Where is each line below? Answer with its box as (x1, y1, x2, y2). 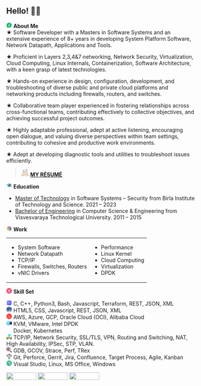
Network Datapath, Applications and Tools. (6, 41, 112, 49)
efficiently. (6, 157, 32, 164)
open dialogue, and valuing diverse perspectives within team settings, (6, 133, 179, 140)
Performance (101, 244, 134, 251)
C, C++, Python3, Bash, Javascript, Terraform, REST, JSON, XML (13, 300, 174, 307)
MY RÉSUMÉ (29, 170, 62, 178)
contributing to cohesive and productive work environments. (6, 139, 156, 146)
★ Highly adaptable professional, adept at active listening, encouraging (6, 126, 183, 133)
